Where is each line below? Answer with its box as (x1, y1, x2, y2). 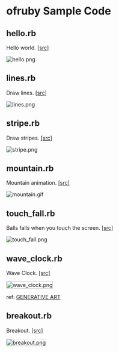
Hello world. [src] (6, 44, 49, 51)
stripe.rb (6, 119, 40, 129)
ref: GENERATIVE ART (6, 294, 61, 301)
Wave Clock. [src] (6, 270, 50, 277)
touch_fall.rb (6, 208, 55, 218)
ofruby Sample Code (6, 4, 111, 18)
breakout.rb (6, 311, 52, 321)
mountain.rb (6, 164, 54, 174)
